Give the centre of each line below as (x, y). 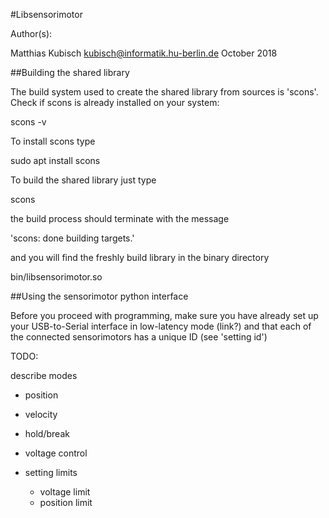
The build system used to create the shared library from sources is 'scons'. (164, 92)
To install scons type (53, 141)
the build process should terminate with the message (120, 218)
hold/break (47, 433)
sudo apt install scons (55, 160)
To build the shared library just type (83, 180)
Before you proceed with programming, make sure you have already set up (164, 315)
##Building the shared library (70, 72)
